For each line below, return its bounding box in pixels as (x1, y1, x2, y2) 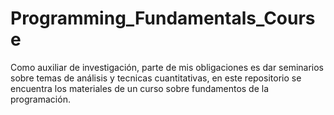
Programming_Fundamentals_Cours (10, 7, 316, 30)
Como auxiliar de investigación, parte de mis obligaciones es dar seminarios (10, 61, 325, 73)
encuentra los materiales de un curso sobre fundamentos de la (10, 82, 270, 94)
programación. (10, 93, 71, 105)
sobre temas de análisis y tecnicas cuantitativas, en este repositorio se (10, 72, 302, 84)
